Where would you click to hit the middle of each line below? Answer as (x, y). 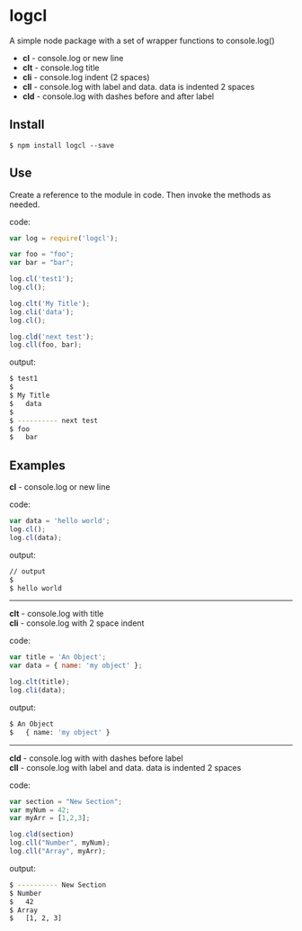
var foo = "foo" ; (42, 254)
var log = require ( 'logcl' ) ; (64, 238)
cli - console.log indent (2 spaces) (86, 77)
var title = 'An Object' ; (58, 657)
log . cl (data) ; (36, 538)
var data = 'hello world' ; (60, 521)
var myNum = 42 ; (40, 810)
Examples (37, 465)
